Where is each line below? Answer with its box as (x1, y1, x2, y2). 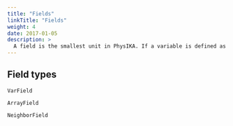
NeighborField (7, 111, 49, 119)
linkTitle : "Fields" (7, 17, 68, 24)
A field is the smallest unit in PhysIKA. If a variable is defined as (13, 43, 227, 50)
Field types (7, 69, 57, 80)
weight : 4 (7, 23, 36, 30)
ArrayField (7, 99, 39, 106)
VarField (7, 87, 33, 94)
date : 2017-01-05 (7, 29, 58, 37)
